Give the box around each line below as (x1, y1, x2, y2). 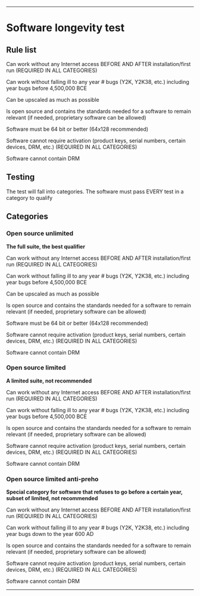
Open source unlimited (6, 230, 74, 238)
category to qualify (6, 194, 53, 201)
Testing (6, 172, 35, 182)
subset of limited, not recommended (6, 495, 98, 502)
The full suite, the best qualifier (6, 243, 85, 250)
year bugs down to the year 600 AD (6, 531, 94, 538)
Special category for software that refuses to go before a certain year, (6, 488, 183, 495)
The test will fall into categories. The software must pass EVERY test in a (6, 188, 184, 195)
